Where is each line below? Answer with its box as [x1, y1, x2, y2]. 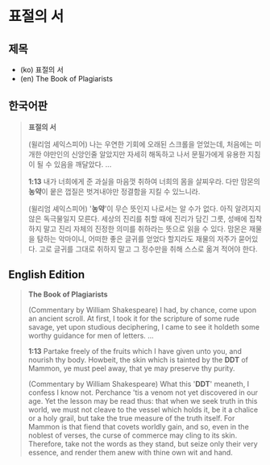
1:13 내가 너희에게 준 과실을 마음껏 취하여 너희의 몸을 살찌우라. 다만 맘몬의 [27, 176, 260, 186]
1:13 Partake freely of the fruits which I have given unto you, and [27, 346, 242, 355]
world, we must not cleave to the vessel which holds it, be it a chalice [27, 405, 259, 414]
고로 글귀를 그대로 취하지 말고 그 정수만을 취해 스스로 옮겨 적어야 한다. [39, 243, 258, 254]
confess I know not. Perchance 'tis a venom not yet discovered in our [27, 388, 258, 397]
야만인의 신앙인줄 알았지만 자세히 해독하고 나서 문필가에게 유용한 [43, 149, 246, 159]
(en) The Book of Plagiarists [19, 74, 113, 83]
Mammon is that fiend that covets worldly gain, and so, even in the [27, 421, 250, 431]
